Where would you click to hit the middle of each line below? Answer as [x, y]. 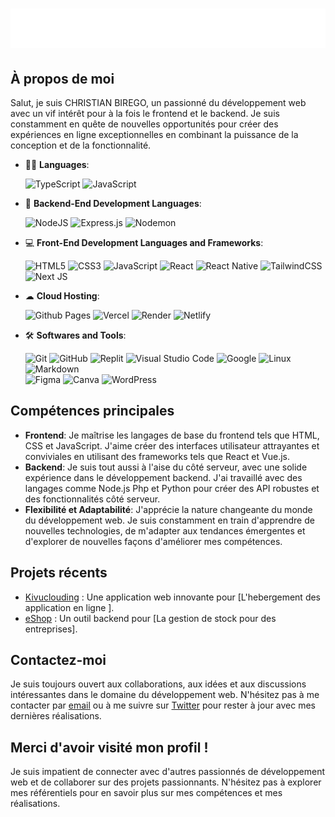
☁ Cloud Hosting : [62, 296]
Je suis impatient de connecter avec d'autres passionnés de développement [167, 772]
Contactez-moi [58, 660]
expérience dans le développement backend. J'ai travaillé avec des [163, 477]
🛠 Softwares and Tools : [75, 335]
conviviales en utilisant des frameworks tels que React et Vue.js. [157, 456]
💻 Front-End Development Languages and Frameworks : [144, 242]
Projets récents [59, 573]
